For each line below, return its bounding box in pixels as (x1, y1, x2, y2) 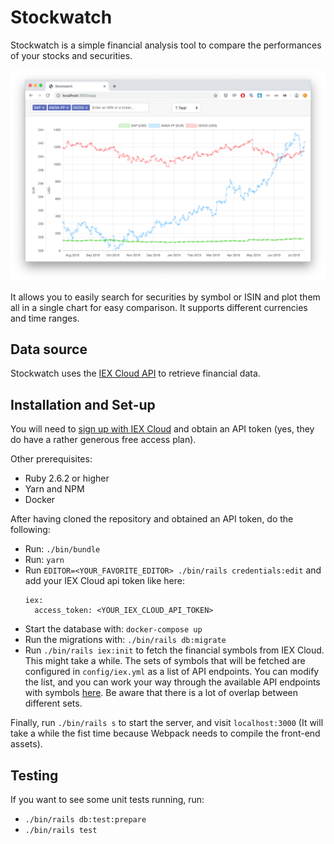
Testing (10, 767, 59, 784)
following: (10, 524, 51, 536)
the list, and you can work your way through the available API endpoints (24, 676, 321, 688)
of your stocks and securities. (10, 49, 133, 61)
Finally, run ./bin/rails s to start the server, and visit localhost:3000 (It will (10, 717, 324, 729)
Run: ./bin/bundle (24, 543, 101, 555)
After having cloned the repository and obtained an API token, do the (10, 513, 294, 525)
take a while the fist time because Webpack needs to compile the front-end (10, 727, 321, 740)
